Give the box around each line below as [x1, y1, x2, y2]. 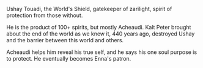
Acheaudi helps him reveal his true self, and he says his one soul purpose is [6, 48, 197, 56]
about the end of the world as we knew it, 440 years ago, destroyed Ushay [6, 30, 195, 37]
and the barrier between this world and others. [6, 37, 124, 43]
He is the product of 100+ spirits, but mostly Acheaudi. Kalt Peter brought [6, 24, 191, 31]
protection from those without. [6, 12, 83, 19]
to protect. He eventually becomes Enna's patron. [6, 55, 131, 62]
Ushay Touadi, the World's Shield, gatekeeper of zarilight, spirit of [6, 6, 172, 12]
